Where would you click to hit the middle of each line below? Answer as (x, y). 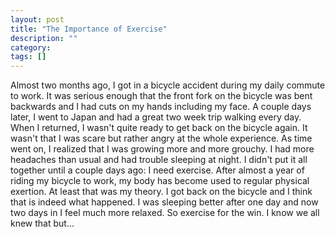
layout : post (37, 19)
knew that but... (42, 223)
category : (31, 47)
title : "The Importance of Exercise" (89, 29)
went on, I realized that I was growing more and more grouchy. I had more (162, 149)
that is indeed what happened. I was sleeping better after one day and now (164, 202)
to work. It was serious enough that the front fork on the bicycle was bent (161, 96)
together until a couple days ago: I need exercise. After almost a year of (157, 170)
